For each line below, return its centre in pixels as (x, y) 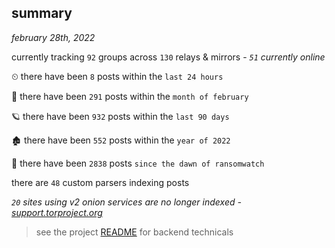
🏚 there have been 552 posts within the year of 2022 (121, 140)
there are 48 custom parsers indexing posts (100, 182)
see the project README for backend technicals (134, 232)
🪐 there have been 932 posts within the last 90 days (120, 116)
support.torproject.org (57, 212)
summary (42, 13)
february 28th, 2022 (53, 37)
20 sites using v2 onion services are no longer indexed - (126, 202)
